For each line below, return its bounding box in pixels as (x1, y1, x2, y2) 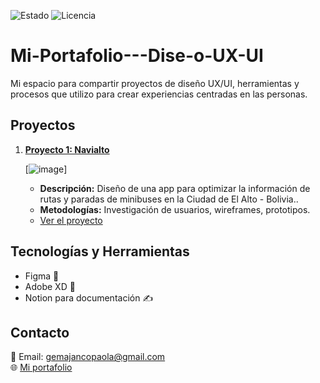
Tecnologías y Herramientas (10, 243, 190, 260)
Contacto (10, 324, 70, 341)
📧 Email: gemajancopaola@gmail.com (10, 351, 166, 363)
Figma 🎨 (24, 270, 60, 282)
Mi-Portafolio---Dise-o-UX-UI (10, 45, 264, 67)
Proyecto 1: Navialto (24, 143, 110, 155)
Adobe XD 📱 (24, 280, 76, 292)
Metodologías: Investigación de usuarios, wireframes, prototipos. (39, 203, 311, 215)
